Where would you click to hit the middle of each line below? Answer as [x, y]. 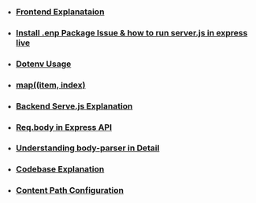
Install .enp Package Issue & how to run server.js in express [132, 32]
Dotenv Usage [43, 64]
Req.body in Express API [64, 127]
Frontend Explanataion [60, 12]
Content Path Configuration [70, 190]
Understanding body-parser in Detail [87, 148]
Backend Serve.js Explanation [74, 106]
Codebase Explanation [60, 169]
